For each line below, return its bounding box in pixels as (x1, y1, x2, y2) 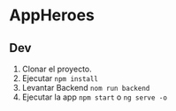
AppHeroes (9, 5, 96, 26)
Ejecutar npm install (21, 73, 99, 84)
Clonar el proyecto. (21, 63, 92, 74)
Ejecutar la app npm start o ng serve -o (21, 92, 168, 102)
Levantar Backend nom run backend (21, 83, 150, 92)
